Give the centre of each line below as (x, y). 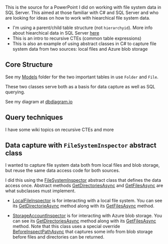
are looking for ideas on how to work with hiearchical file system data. (78, 18)
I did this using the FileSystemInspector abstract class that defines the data (83, 180)
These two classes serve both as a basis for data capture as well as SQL (80, 86)
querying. (15, 92)
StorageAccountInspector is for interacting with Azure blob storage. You (87, 216)
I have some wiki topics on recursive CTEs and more (60, 130)
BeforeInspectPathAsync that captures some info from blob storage (82, 232)
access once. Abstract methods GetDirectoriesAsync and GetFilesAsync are (84, 186)
